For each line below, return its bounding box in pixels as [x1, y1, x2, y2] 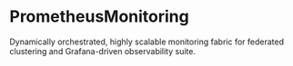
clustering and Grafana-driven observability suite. [9, 45, 196, 56]
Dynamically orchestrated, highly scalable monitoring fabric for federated [9, 36, 285, 47]
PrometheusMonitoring [9, 6, 189, 27]
